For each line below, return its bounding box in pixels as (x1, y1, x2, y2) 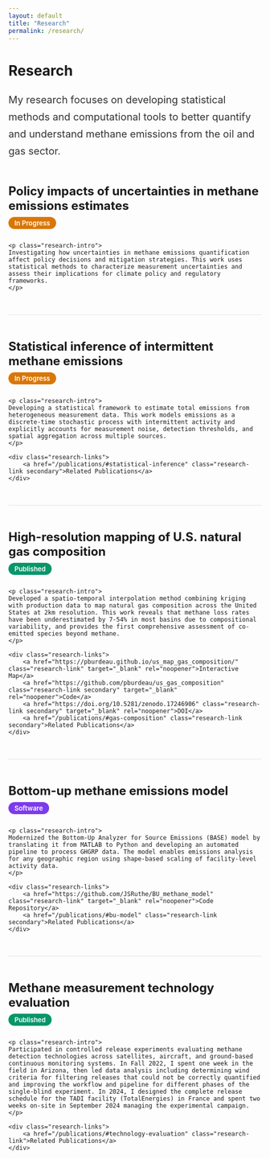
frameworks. (8, 277, 48, 285)
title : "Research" (8, 19, 70, 27)
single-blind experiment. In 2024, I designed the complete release (8, 1087, 243, 1095)
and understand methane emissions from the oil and (8, 127, 255, 141)
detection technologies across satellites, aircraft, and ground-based (8, 1052, 253, 1060)
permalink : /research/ (8, 27, 84, 35)
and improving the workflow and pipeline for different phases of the (8, 1080, 250, 1088)
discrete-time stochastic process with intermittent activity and (8, 417, 235, 426)
